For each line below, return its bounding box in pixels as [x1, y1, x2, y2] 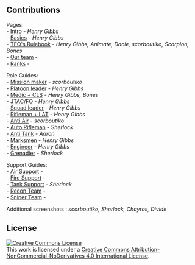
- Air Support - [6, 168, 43, 175]
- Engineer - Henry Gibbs [6, 143, 70, 150]
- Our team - [6, 53, 38, 60]
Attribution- [130, 246, 160, 253]
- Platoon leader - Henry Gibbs [6, 85, 84, 92]
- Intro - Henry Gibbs [6, 27, 59, 35]
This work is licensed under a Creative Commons [6, 246, 130, 253]
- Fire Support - [6, 174, 46, 182]
